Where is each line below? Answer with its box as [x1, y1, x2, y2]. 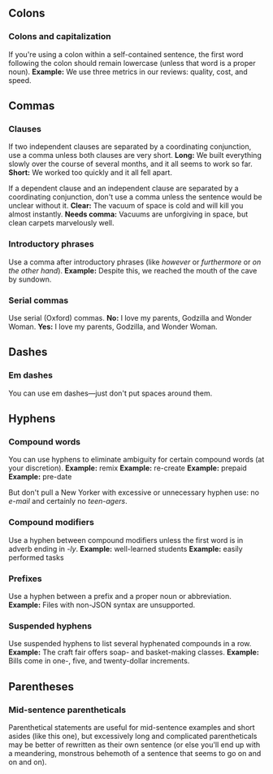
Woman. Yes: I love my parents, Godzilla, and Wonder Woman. [8, 321, 218, 331]
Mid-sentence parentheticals [8, 704, 127, 715]
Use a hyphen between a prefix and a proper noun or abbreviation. [8, 591, 232, 601]
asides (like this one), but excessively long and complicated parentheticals [8, 731, 258, 741]
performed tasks [8, 553, 64, 562]
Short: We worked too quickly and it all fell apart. [8, 168, 173, 177]
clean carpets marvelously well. [8, 218, 115, 228]
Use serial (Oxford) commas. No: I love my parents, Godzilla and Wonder [8, 313, 253, 322]
